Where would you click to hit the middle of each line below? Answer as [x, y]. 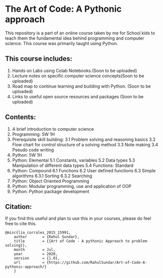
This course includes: [39, 59]
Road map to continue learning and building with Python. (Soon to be [81, 86]
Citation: [19, 207]
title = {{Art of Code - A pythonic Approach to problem [81, 241]
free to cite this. [21, 224]
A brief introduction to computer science [53, 129]
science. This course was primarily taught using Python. [61, 43]
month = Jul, [35, 250]
